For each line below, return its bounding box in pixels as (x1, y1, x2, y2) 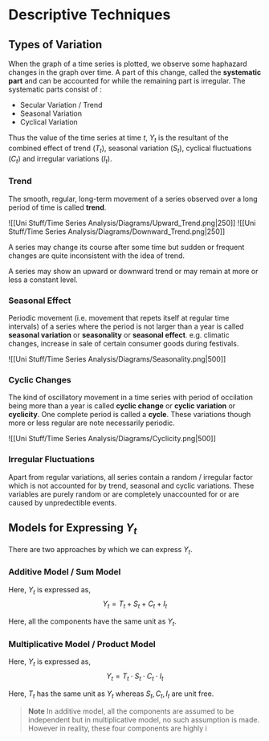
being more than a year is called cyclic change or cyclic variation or (8, 401, 236, 411)
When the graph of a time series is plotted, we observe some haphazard (8, 59, 247, 68)
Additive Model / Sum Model (8, 567, 121, 578)
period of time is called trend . (8, 203, 107, 212)
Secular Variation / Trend (19, 100, 103, 109)
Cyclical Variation (19, 117, 78, 126)
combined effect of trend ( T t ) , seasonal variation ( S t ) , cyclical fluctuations (8, 143, 252, 154)
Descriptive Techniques (8, 6, 171, 24)
